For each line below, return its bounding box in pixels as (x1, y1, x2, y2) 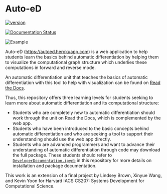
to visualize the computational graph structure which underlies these (5, 59, 147, 65)
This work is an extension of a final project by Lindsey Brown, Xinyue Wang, (5, 172, 162, 178)
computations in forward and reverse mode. (5, 64, 96, 70)
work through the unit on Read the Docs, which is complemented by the (12, 114, 161, 120)
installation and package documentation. (12, 162, 97, 168)
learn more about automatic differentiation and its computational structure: (5, 99, 159, 105)
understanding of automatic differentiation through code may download (12, 146, 160, 152)
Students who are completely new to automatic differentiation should (12, 109, 155, 115)
